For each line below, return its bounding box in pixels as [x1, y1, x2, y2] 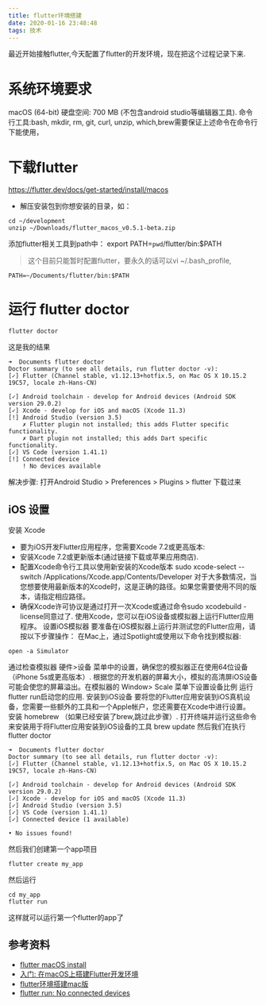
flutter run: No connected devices [19, 988, 131, 997]
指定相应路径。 [40, 592, 90, 601]
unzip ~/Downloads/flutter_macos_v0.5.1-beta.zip [8, 224, 176, 233]
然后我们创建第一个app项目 [8, 845, 98, 853]
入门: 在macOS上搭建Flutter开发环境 [19, 969, 139, 979]
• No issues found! [8, 830, 73, 837]
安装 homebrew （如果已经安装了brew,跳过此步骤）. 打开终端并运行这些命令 [8, 712, 256, 721]
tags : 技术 [8, 26, 42, 34]
